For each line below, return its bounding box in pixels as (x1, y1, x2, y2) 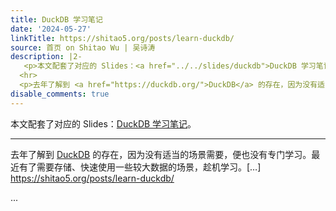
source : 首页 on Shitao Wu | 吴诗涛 (10, 42, 156, 53)
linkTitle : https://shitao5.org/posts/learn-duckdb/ (10, 33, 235, 43)
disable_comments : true (10, 89, 110, 99)
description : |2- (10, 52, 83, 62)
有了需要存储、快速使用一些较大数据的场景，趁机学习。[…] (18, 161, 262, 173)
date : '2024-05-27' (10, 24, 92, 34)
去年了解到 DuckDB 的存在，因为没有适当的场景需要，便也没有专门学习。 (10, 148, 312, 160)
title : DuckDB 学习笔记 (10, 14, 103, 25)
